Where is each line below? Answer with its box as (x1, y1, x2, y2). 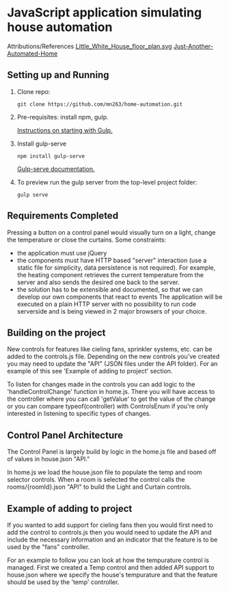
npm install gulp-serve (16, 152, 85, 159)
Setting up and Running (7, 69, 109, 81)
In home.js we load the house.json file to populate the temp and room (7, 468, 202, 476)
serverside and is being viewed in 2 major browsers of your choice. (16, 307, 207, 315)
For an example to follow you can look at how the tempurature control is (7, 556, 210, 564)
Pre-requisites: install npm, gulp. (16, 113, 109, 121)
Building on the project (7, 327, 106, 338)
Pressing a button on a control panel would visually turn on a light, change (7, 228, 216, 236)
